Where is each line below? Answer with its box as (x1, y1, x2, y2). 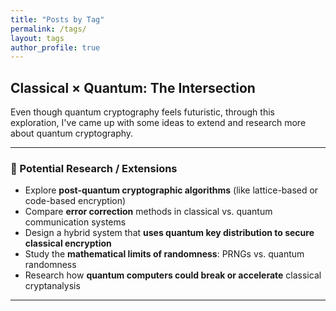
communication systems (24, 216, 127, 228)
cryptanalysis (24, 280, 81, 292)
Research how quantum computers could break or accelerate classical (24, 269, 322, 281)
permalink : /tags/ (10, 24, 87, 34)
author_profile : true (10, 42, 101, 53)
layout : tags (10, 33, 65, 43)
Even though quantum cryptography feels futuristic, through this (10, 106, 275, 118)
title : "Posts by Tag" (10, 14, 105, 25)
